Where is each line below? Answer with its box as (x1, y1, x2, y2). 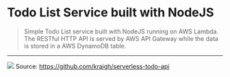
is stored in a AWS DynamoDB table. (23, 42, 127, 50)
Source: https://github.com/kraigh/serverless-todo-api (15, 62, 170, 70)
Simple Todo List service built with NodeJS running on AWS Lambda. (23, 27, 219, 35)
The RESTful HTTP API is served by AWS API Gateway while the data (23, 34, 219, 42)
